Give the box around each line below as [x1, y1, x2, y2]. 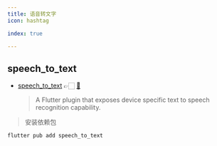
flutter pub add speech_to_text [7, 132, 103, 140]
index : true [7, 30, 43, 37]
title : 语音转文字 [7, 10, 57, 18]
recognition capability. [35, 103, 101, 112]
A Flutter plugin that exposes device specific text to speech [35, 95, 210, 104]
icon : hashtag [7, 17, 50, 24]
